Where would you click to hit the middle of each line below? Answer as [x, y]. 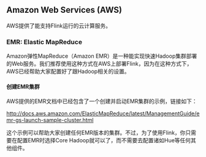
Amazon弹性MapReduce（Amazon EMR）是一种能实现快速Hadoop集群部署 [102, 56]
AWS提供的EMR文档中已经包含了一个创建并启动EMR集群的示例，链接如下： [102, 101]
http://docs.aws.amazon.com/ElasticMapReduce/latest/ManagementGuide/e [103, 113]
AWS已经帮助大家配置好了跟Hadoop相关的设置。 [68, 71]
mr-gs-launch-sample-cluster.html [50, 120]
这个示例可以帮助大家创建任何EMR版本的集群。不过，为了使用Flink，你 [96, 133]
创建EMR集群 [23, 86]
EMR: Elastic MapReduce [44, 42]
